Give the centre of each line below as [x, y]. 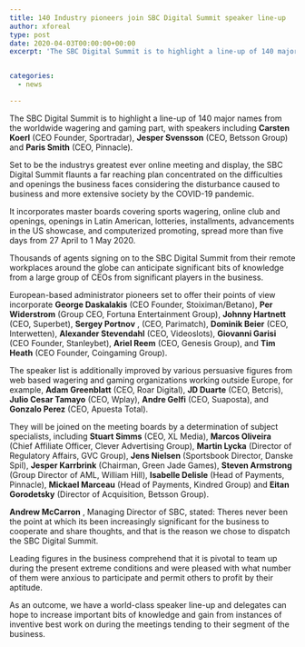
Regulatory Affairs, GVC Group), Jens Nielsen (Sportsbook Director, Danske [151, 455]
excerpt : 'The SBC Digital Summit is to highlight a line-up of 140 [142, 52]
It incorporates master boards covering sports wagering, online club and [145, 211]
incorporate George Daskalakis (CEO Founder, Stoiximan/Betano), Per [141, 304]
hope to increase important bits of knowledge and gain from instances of [146, 614]
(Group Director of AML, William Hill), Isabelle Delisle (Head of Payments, [147, 474]
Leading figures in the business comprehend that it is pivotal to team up [143, 558]
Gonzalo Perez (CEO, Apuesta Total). [79, 409]
